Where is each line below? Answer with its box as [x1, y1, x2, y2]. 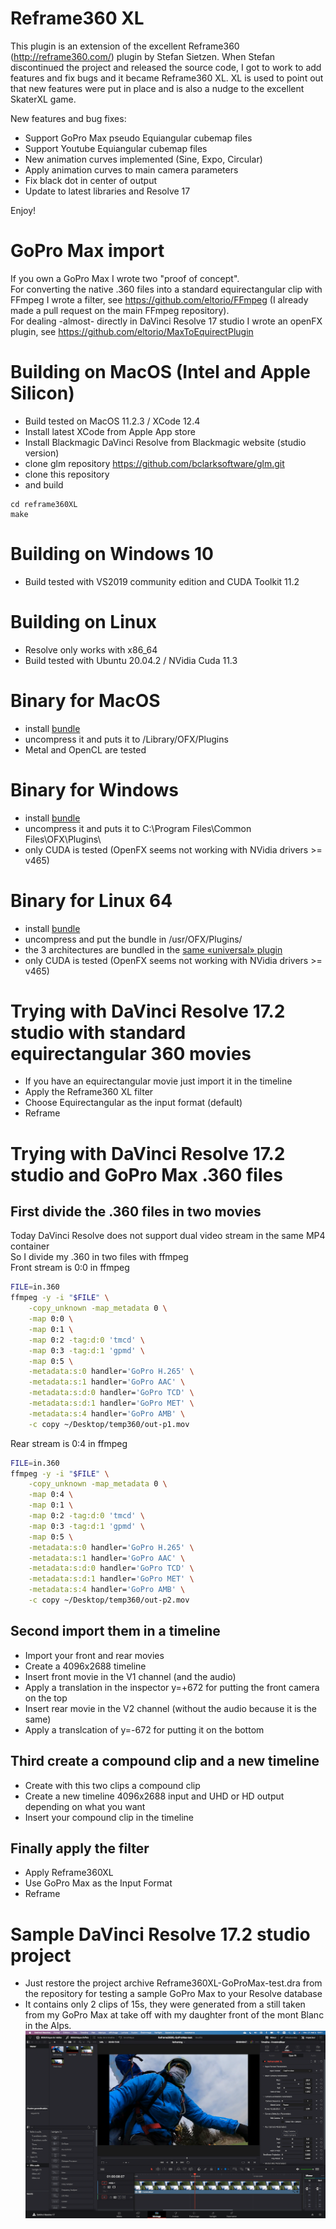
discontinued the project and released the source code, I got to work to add [10, 61, 322, 73]
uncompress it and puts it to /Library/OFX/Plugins [24, 733, 229, 745]
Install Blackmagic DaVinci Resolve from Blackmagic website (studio [24, 436, 307, 448]
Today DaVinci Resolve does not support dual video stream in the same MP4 [10, 1230, 326, 1242]
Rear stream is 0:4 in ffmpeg [10, 1437, 128, 1449]
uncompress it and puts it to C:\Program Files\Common [24, 822, 252, 834]
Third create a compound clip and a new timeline [10, 1753, 320, 1770]
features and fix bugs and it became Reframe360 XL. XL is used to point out [10, 72, 324, 84]
